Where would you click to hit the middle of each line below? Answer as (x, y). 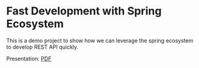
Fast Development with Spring (84, 11)
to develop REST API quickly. (42, 47)
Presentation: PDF (29, 58)
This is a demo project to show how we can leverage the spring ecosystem (100, 40)
